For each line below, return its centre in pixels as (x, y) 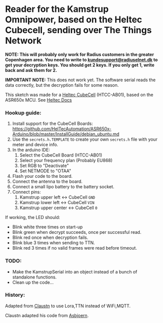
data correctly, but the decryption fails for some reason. (62, 85)
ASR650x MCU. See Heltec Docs (39, 100)
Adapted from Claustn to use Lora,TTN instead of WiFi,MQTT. (68, 306)
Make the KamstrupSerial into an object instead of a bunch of (75, 271)
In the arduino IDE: (31, 150)
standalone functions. (34, 277)
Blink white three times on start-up (47, 227)
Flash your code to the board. (42, 176)
